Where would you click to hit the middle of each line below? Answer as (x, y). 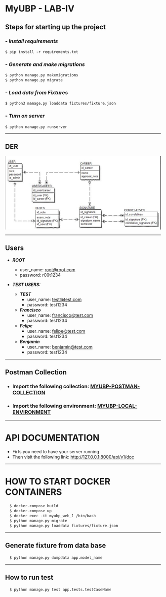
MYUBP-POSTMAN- (115, 386)
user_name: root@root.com (47, 269)
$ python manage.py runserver (36, 127)
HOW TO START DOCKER (58, 482)
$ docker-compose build (34, 506)
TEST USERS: (26, 284)
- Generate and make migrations (45, 64)
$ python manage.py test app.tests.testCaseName (61, 590)
